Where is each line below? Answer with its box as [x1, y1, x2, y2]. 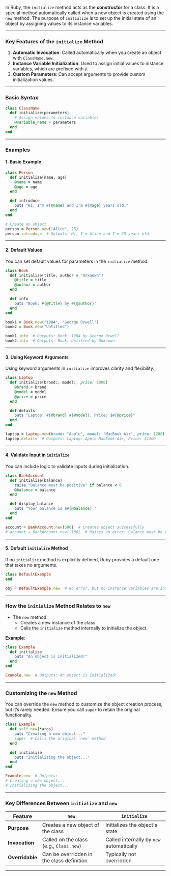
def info [10, 296, 28, 302]
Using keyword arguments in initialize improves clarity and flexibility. [5, 365, 154, 371]
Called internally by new [105, 836, 161, 843]
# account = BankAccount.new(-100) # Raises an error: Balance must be [5, 529, 163, 534]
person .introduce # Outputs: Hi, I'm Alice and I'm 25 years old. [5, 231, 152, 236]
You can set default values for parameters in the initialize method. [5, 258, 149, 264]
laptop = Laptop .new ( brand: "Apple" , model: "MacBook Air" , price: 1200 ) [5, 431, 165, 436]
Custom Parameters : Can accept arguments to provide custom [12, 71, 146, 77]
